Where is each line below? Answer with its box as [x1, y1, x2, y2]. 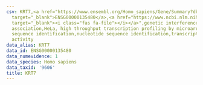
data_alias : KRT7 [6, 42, 50, 48]
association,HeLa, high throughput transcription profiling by [11, 25, 174, 32]
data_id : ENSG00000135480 [6, 48, 71, 54]
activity [11, 37, 34, 42]
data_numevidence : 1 [6, 53, 59, 59]
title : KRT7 [6, 70, 36, 76]
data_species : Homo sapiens [6, 59, 77, 65]
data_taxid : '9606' [6, 64, 56, 71]
